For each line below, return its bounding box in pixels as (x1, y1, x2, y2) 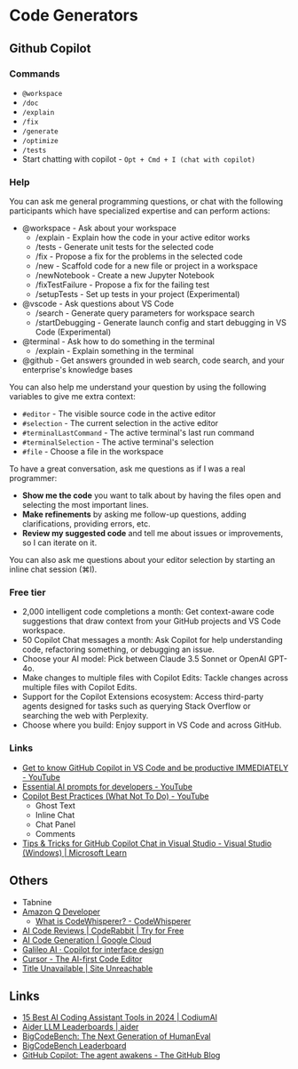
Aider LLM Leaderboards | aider (21, 1022, 139, 1033)
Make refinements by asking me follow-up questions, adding (21, 509, 247, 520)
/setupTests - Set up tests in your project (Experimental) (35, 289, 240, 300)
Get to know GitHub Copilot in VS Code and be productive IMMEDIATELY (21, 762, 289, 773)
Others (9, 873, 49, 888)
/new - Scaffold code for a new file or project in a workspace (35, 261, 259, 271)
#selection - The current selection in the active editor (21, 418, 219, 429)
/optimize (21, 136, 59, 145)
